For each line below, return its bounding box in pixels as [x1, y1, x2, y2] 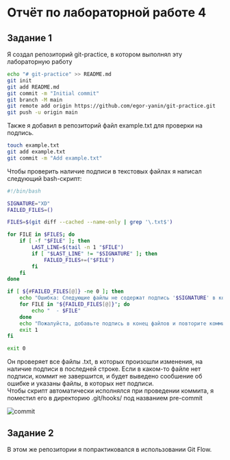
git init [7, 77, 32, 84]
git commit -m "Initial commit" [7, 90, 99, 97]
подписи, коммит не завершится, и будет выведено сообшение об [7, 372, 203, 380]
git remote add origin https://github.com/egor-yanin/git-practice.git [7, 103, 216, 110]
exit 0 [7, 345, 26, 352]
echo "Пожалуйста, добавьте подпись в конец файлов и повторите [19, 320, 207, 327]
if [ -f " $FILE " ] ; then [19, 238, 90, 245]
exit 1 [19, 326, 38, 333]
